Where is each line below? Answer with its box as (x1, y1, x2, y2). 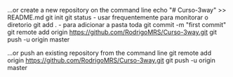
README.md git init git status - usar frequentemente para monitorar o (7, 13, 208, 22)
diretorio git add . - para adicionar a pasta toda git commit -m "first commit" (7, 21, 227, 28)
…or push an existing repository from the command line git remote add (7, 49, 212, 57)
